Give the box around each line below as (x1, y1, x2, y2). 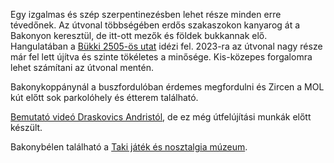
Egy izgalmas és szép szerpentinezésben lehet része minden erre (10, 9, 282, 20)
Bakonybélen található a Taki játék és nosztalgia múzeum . (10, 141, 248, 153)
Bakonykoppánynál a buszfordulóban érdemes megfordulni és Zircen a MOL (10, 81, 325, 93)
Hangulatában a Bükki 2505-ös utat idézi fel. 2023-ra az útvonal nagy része (10, 40, 323, 52)
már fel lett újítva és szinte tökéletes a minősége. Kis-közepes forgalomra (10, 51, 313, 63)
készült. (10, 122, 43, 133)
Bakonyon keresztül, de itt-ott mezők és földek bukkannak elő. (10, 30, 268, 41)
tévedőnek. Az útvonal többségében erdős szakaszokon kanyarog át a (10, 19, 301, 31)
